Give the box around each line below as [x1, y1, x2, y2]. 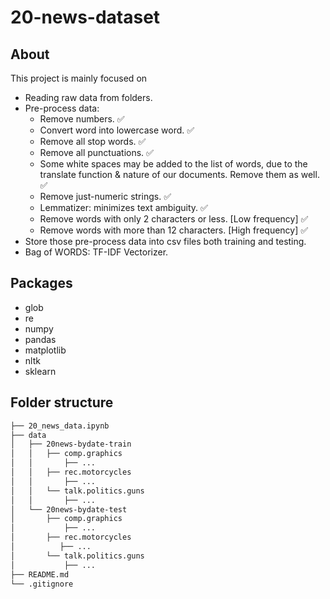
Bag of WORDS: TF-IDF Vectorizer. [24, 246, 169, 258]
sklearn [24, 365, 57, 377]
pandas [24, 333, 57, 345]
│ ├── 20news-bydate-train [10, 439, 132, 450]
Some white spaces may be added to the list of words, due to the [39, 158, 308, 170]
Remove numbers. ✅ [39, 113, 125, 125]
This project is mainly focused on [10, 72, 148, 84]
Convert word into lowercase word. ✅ [39, 124, 195, 136]
